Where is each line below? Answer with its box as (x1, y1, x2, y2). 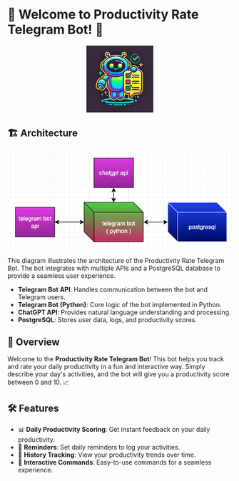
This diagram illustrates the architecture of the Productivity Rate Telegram (7, 256, 225, 264)
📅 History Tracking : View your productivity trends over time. (17, 450, 196, 459)
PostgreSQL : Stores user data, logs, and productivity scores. (17, 315, 198, 324)
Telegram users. (17, 292, 66, 301)
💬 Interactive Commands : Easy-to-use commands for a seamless (17, 458, 212, 467)
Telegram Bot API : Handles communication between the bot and (17, 285, 208, 294)
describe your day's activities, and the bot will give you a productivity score (7, 370, 230, 378)
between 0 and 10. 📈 (7, 378, 70, 387)
